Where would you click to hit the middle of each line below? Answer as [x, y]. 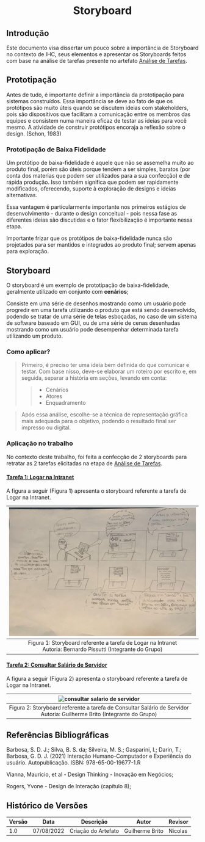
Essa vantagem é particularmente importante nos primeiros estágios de [96, 207]
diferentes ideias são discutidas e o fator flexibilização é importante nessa [99, 220]
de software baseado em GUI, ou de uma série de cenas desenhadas [93, 323]
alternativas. [22, 195]
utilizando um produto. [35, 336]
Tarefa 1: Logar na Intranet [40, 477]
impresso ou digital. [46, 427]
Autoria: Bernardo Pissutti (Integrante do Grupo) [103, 649]
